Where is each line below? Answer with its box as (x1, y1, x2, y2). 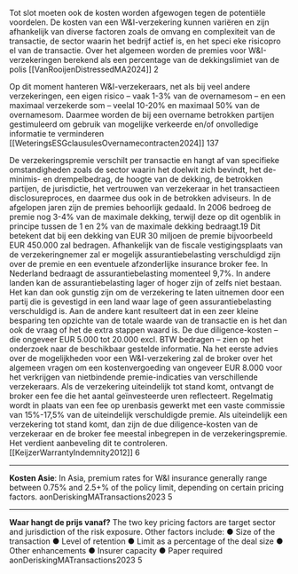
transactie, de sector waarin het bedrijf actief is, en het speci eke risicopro (9, 35, 281, 46)
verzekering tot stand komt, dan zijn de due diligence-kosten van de (9, 419, 259, 429)
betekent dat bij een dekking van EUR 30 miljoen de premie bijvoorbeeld (9, 231, 273, 240)
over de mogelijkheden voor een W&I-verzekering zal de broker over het (9, 353, 273, 363)
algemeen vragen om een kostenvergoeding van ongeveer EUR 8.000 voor (9, 363, 283, 373)
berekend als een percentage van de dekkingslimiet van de (63, 55, 280, 65)
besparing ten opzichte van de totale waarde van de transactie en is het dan (9, 315, 287, 326)
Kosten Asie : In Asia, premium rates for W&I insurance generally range (9, 473, 268, 483)
